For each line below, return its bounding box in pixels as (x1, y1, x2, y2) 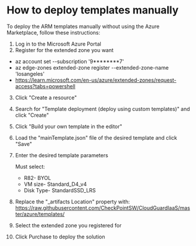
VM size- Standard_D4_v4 (23, 181, 87, 188)
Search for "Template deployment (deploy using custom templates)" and (15, 105, 190, 112)
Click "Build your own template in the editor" (15, 123, 122, 130)
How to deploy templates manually (6, 4, 179, 17)
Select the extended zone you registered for (15, 221, 122, 228)
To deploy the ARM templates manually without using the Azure (6, 23, 160, 30)
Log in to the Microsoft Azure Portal (15, 40, 101, 47)
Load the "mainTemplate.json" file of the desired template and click (15, 134, 177, 141)
